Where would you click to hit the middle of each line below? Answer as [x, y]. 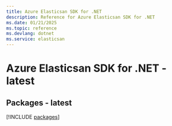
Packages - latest [39, 103]
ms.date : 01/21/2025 [32, 22]
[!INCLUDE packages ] [33, 117]
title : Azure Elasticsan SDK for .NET [54, 12]
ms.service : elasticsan [36, 39]
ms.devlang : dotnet [30, 34]
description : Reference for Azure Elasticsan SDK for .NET [81, 17]
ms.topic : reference [32, 28]
